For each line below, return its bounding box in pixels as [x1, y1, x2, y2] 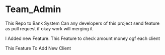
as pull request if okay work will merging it [5, 25, 93, 31]
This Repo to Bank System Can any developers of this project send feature [5, 20, 160, 26]
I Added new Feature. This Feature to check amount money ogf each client [5, 35, 160, 41]
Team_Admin [5, 4, 61, 15]
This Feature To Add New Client [5, 45, 71, 51]
